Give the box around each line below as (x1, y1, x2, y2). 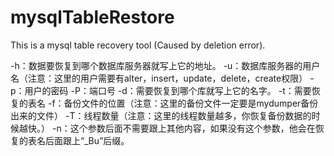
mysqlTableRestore (10, 6, 175, 29)
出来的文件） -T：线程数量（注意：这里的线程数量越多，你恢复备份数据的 (10, 109, 312, 121)
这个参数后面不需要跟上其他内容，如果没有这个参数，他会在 (69, 122, 316, 134)
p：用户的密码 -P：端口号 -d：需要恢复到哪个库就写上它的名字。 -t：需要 (10, 84, 312, 96)
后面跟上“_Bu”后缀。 (44, 134, 130, 146)
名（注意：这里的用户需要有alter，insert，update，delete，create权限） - (10, 72, 315, 84)
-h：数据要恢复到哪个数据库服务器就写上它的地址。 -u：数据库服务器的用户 (10, 59, 321, 71)
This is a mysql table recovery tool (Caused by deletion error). (10, 39, 266, 51)
